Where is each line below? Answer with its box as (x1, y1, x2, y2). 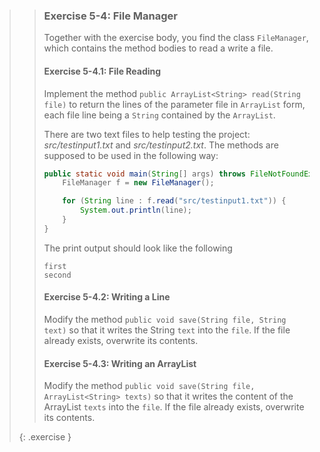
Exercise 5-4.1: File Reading (43, 65, 162, 77)
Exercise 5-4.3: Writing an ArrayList (43, 357, 197, 369)
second (43, 270, 72, 280)
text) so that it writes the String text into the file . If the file (43, 324, 291, 336)
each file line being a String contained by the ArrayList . (43, 109, 276, 121)
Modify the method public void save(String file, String (43, 313, 287, 325)
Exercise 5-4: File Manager (43, 9, 179, 23)
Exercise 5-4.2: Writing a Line (43, 291, 171, 303)
